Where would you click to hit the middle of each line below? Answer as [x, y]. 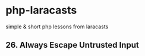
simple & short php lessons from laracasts [57, 27]
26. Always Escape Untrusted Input [72, 45]
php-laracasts [41, 10]
